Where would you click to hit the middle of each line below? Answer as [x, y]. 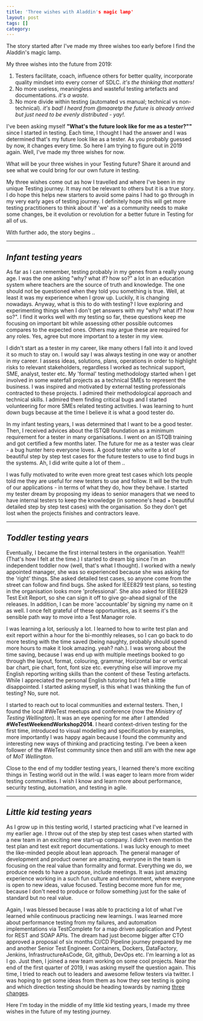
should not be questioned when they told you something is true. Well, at [96, 291]
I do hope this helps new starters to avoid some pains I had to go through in [100, 195]
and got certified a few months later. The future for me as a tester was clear [101, 444]
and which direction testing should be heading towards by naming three [96, 986]
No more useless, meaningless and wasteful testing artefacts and [96, 89]
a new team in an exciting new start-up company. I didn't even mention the [99, 840]
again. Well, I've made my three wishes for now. [66, 152]
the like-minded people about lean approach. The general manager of [93, 852]
